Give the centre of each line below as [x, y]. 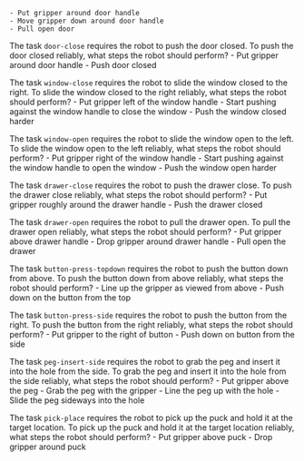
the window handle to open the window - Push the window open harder [143, 167]
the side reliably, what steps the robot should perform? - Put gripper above [149, 381]
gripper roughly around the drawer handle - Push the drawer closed [136, 205]
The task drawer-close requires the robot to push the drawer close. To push [151, 185]
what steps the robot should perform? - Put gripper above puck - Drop [141, 437]
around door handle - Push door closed [83, 65]
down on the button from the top [70, 298]
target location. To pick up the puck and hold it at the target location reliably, [152, 427]
